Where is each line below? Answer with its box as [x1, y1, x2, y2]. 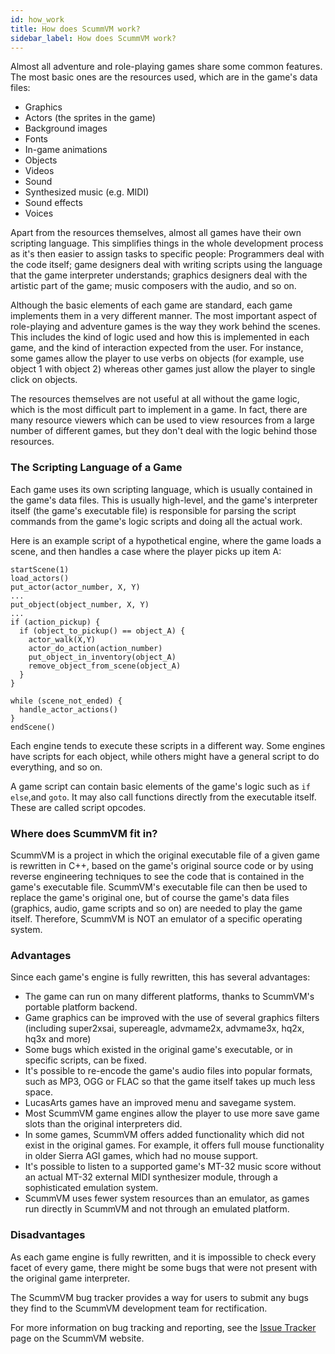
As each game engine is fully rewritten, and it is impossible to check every [10, 1251, 317, 1263]
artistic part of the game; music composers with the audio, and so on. [10, 280, 297, 292]
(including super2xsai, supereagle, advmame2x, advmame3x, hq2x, [24, 1022, 305, 1035]
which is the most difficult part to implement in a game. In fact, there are [10, 404, 308, 416]
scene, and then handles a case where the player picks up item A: [10, 545, 282, 557]
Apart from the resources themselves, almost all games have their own [10, 227, 302, 239]
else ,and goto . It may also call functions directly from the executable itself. [10, 791, 317, 803]
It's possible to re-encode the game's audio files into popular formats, [24, 1065, 313, 1077]
